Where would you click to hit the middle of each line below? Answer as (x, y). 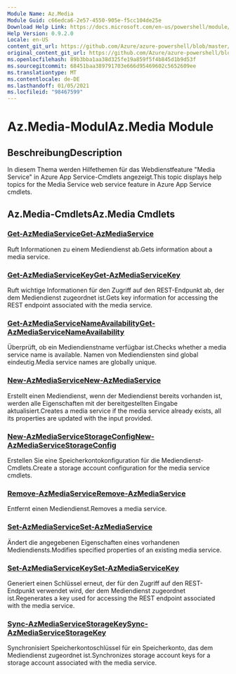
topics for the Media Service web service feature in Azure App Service (110, 185)
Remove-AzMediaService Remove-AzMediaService (97, 494)
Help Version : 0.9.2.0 (40, 33)
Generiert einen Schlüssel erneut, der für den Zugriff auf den (96, 583)
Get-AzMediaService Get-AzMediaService (81, 234)
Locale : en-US (28, 40)
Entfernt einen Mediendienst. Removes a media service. (87, 509)
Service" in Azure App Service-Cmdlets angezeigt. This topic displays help (115, 177)
